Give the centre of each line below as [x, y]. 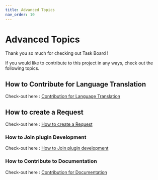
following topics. [22, 68]
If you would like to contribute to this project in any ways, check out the [79, 63]
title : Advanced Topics [30, 10]
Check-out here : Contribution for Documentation [56, 172]
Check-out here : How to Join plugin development [57, 148]
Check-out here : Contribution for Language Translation [63, 97]
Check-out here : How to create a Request [49, 124]
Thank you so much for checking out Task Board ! [57, 53]
